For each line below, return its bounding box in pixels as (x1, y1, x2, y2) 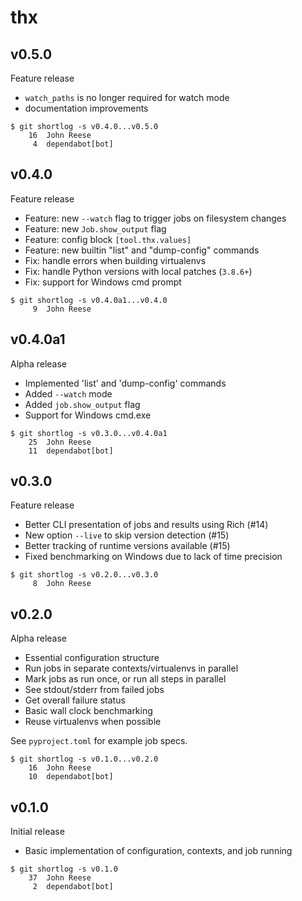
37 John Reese (28, 873, 92, 883)
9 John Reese (32, 304, 92, 314)
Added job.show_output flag (24, 398, 141, 410)
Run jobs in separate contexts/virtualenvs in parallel (24, 662, 239, 675)
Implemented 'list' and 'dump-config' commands (24, 377, 227, 389)
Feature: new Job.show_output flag (24, 222, 167, 235)
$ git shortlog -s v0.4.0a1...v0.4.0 (10, 295, 168, 305)
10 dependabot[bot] (28, 772, 114, 782)
